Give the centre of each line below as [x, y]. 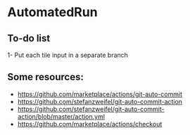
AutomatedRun [52, 12]
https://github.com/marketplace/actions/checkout [90, 124]
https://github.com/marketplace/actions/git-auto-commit [100, 94]
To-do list [29, 38]
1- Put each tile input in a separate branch [68, 55]
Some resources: [46, 77]
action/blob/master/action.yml [61, 116]
